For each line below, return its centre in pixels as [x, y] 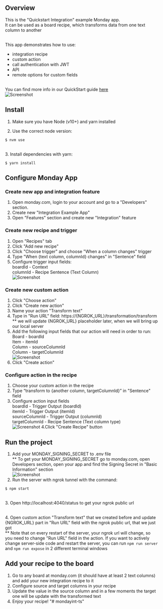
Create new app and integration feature [53, 192]
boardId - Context [30, 267]
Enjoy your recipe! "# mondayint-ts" [48, 601]
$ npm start [17, 489]
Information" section [33, 469]
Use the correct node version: [42, 131]
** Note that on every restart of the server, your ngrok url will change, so [78, 533]
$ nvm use [15, 140]
